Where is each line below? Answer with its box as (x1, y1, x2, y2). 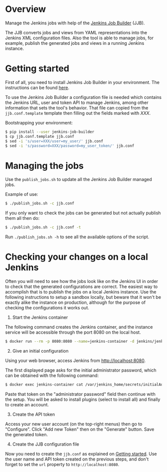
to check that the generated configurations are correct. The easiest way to (5, 283, 158, 289)
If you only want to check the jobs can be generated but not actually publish (5, 210, 161, 216)
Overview (5, 3, 46, 15)
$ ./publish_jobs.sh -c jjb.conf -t (5, 225, 81, 230)
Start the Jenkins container (12, 314, 68, 320)
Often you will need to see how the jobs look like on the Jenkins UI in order (5, 279, 158, 284)
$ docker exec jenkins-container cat (5, 382, 83, 387)
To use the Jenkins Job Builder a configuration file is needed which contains (5, 94, 162, 100)
